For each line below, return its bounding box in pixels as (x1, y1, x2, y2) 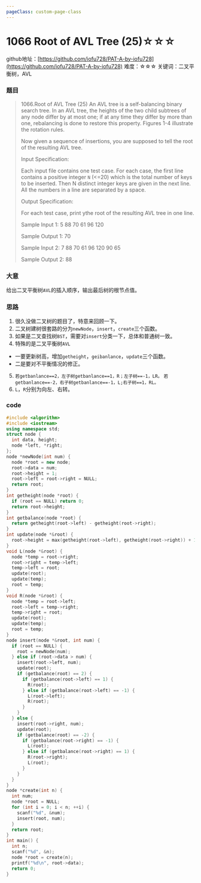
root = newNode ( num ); (17, 648, 71, 654)
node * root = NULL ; (11, 799, 60, 805)
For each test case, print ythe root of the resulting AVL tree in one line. (20, 209, 194, 216)
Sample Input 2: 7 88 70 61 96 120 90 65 (20, 244, 121, 251)
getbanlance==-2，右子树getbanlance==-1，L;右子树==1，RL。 (14, 380, 159, 386)
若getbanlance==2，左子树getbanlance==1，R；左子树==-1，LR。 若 (14, 374, 169, 380)
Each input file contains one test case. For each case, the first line (20, 167, 184, 174)
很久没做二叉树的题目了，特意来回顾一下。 (14, 318, 120, 325)
